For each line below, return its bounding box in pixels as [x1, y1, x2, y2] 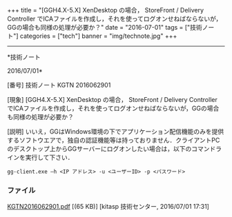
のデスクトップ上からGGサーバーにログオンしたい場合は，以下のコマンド [7, 145, 216, 153]
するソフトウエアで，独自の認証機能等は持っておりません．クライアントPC [7, 136, 220, 144]
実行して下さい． [25, 154, 74, 161]
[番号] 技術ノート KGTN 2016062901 [7, 81, 111, 89]
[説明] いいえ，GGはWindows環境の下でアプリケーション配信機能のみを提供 [7, 127, 224, 136]
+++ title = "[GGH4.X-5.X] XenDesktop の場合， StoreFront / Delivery [7, 6, 204, 14]
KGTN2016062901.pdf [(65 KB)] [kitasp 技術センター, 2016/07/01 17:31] [7, 203, 209, 211]
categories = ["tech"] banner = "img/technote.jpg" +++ [19, 32, 177, 40]
